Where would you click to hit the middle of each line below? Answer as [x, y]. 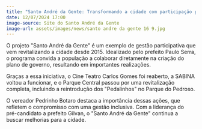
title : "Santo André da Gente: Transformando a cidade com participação [99, 12]
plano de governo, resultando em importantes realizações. [79, 65]
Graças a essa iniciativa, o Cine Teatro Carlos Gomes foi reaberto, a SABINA [101, 76]
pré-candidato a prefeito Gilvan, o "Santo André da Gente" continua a [92, 113]
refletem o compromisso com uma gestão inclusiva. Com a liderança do [95, 107]
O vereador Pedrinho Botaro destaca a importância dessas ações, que [93, 101]
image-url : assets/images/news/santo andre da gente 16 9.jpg [86, 28]
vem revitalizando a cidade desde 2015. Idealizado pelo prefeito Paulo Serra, [101, 52]
